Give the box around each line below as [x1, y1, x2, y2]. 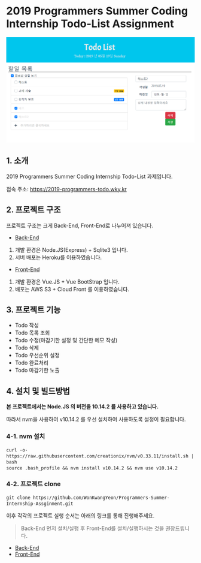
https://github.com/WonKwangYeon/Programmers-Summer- [32, 495, 170, 501]
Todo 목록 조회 [14, 329, 50, 336]
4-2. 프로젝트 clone [6, 480, 61, 488]
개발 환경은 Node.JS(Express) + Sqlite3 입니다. [14, 246, 128, 253]
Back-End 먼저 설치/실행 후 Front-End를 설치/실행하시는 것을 [20, 525, 165, 532]
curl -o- [6, 447, 28, 453]
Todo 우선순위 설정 [14, 352, 60, 359]
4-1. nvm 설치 [6, 432, 45, 441]
